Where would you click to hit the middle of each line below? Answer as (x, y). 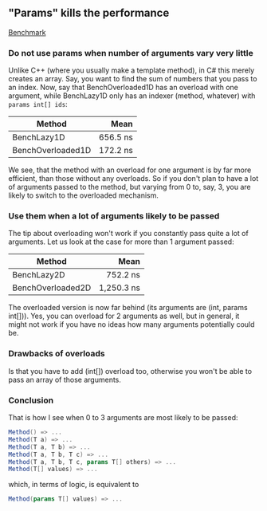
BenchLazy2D (39, 275)
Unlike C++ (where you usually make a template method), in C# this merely (132, 70)
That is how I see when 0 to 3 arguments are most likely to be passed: (123, 417)
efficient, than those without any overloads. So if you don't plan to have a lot (133, 179)
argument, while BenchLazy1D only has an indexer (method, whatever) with (132, 96)
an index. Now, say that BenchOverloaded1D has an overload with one (124, 88)
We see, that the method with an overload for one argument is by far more (130, 170)
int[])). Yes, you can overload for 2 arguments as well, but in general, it (124, 316)
